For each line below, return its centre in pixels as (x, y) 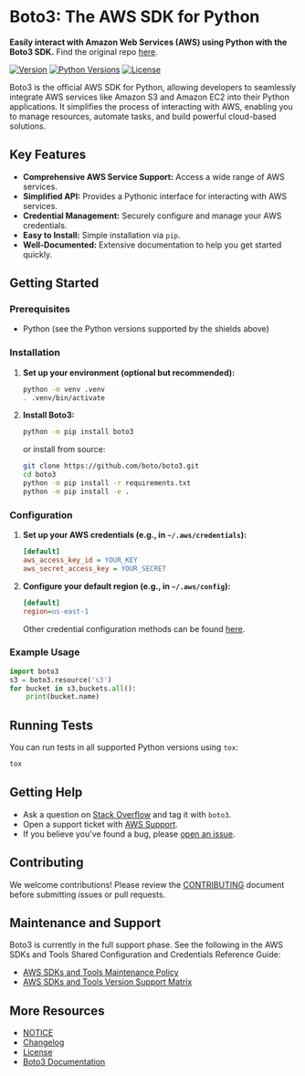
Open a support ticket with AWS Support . (100, 824)
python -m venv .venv (63, 389)
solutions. (28, 126)
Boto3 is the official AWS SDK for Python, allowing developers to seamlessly (153, 87)
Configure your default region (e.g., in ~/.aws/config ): (126, 585)
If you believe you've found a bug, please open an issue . (129, 834)
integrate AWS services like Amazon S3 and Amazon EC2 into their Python (149, 97)
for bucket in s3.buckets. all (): (73, 688)
